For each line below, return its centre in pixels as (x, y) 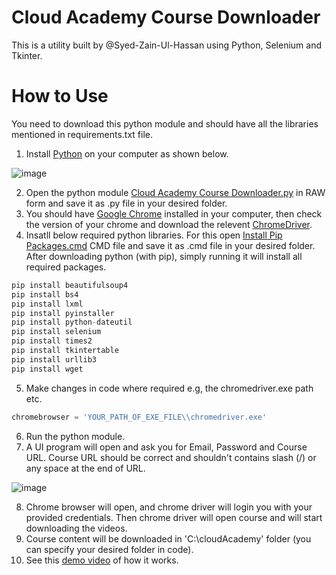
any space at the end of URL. (85, 468)
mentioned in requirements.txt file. (82, 134)
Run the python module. (75, 436)
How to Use (60, 96)
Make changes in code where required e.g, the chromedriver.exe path (169, 388)
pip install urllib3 (54, 359)
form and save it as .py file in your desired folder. (126, 203)
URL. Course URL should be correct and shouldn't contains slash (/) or (171, 457)
